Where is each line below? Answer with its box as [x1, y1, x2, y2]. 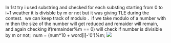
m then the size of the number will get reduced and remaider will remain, [5, 20, 159, 27]
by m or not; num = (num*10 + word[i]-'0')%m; [5, 32, 105, 38]
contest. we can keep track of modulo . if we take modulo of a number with [5, 15, 166, 21]
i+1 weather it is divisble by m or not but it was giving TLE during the [5, 10, 149, 16]
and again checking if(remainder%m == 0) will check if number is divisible [5, 26, 162, 32]
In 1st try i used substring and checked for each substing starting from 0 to [5, 5, 163, 10]
